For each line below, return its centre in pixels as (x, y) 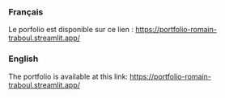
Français (26, 12)
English (23, 59)
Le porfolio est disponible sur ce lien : (71, 30)
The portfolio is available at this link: (68, 76)
